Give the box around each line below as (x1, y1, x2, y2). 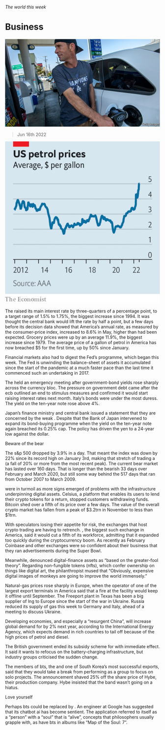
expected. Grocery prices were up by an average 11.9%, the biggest (5, 334, 142, 340)
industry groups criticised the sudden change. (5, 654, 99, 660)
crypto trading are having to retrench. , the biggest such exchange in (5, 527, 144, 533)
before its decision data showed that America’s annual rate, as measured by (5, 324, 159, 330)
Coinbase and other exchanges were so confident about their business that (5, 543, 158, 549)
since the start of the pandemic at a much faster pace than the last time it (5, 365, 154, 371)
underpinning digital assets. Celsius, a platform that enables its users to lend (5, 491, 160, 497)
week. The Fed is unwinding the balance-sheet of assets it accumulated (5, 360, 151, 366)
